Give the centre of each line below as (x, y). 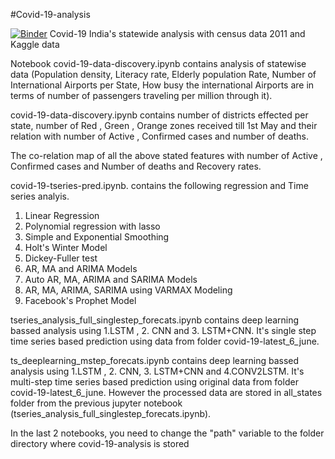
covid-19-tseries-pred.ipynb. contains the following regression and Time (159, 185)
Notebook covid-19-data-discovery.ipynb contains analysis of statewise (158, 63)
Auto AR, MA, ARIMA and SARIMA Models (111, 279)
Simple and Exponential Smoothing (97, 237)
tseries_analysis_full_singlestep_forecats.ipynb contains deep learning (155, 320)
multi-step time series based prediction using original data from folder (154, 382)
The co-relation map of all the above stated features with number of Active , (166, 155)
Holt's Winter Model (66, 247)
